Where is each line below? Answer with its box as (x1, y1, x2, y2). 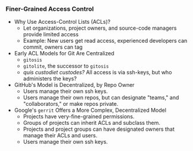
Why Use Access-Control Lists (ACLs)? (14, 18, 111, 26)
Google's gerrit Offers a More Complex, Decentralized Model (14, 106, 167, 114)
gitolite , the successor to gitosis (23, 62, 109, 70)
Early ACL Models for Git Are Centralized (14, 50, 114, 57)
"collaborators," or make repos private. (23, 100, 119, 108)
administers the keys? (23, 75, 77, 82)
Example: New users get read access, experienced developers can (23, 37, 188, 45)
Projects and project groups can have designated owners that (23, 125, 175, 133)
